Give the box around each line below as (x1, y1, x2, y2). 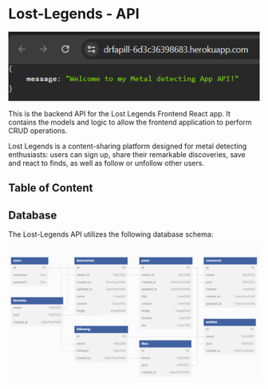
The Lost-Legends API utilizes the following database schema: (8, 230, 214, 239)
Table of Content (8, 181, 93, 195)
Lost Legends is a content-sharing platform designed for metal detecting (8, 141, 247, 151)
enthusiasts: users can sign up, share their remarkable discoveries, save (8, 150, 246, 159)
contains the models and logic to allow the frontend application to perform (8, 117, 253, 128)
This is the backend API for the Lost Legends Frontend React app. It (8, 109, 231, 119)
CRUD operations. (8, 126, 68, 136)
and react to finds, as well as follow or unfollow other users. (8, 159, 205, 168)
